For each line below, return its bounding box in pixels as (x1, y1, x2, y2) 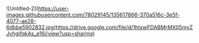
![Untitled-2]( (6, 5, 39, 12)
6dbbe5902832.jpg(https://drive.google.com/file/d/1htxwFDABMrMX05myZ (6, 24, 193, 31)
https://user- (38, 5, 69, 12)
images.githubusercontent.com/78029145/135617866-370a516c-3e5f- (6, 11, 180, 18)
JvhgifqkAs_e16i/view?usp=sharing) (6, 30, 95, 37)
